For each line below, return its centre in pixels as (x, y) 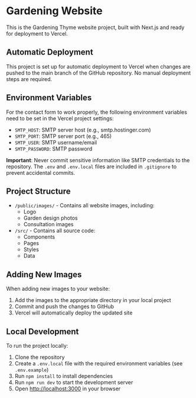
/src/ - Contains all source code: (55, 231)
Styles (31, 249)
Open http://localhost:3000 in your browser (68, 389)
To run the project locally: (37, 346)
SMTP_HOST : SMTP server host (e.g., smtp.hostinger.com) (83, 130)
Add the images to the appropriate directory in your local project (93, 300)
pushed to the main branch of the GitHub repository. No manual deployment (99, 73)
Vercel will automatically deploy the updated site (73, 313)
